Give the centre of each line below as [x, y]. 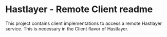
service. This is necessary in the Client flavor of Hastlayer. [67, 28]
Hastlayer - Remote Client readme [79, 9]
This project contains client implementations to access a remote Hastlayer [83, 23]
